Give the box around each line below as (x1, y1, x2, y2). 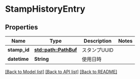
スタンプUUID (81, 47, 114, 53)
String (34, 55, 49, 62)
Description (84, 38, 112, 44)
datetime (7, 55, 29, 62)
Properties (5, 23, 38, 31)
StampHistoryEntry (5, 3, 86, 15)
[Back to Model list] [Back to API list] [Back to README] (5, 69, 117, 75)
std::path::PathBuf (34, 47, 77, 53)
